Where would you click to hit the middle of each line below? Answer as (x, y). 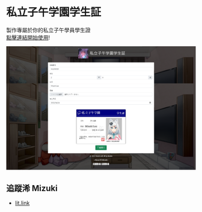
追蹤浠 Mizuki (32, 188)
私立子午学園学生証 (54, 12)
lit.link (22, 203)
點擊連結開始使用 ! (28, 37)
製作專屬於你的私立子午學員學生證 (48, 30)
